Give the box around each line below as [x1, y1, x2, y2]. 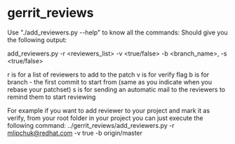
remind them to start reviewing [7, 93, 96, 101]
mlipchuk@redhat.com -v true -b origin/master [7, 129, 142, 137]
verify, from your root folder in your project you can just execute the [7, 114, 203, 122]
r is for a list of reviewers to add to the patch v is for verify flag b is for [7, 70, 210, 79]
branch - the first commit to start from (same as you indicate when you [7, 77, 213, 86]
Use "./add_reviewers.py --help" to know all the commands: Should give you [7, 28, 228, 37]
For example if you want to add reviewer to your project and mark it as [7, 106, 210, 114]
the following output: [7, 35, 67, 44]
